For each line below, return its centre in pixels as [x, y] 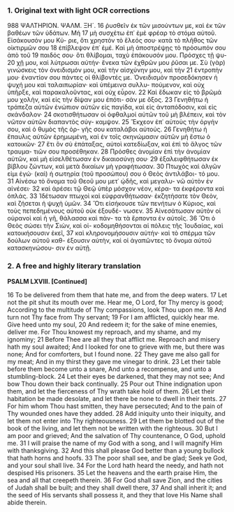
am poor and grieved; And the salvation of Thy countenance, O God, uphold [116, 435]
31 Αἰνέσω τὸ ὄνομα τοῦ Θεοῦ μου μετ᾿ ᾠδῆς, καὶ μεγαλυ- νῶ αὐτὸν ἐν [110, 181]
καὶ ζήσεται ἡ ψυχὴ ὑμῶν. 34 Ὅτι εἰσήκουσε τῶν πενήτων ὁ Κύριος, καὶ [112, 204]
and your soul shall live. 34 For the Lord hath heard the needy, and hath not [116, 465]
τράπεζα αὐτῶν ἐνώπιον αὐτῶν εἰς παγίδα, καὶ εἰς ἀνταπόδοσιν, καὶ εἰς [112, 107]
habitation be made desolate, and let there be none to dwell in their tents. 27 [117, 398]
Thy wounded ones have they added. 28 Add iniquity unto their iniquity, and [116, 413]
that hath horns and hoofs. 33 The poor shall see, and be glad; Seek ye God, [117, 458]
